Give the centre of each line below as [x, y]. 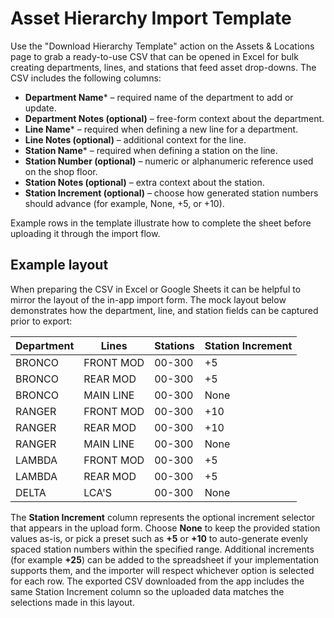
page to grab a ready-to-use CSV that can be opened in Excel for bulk [154, 56]
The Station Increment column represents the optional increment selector [163, 517]
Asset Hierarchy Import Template [151, 18]
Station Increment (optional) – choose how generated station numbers [171, 193]
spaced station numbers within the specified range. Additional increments [162, 549]
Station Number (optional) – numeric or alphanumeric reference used [169, 161]
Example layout [59, 265]
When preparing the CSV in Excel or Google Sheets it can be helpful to [156, 289]
